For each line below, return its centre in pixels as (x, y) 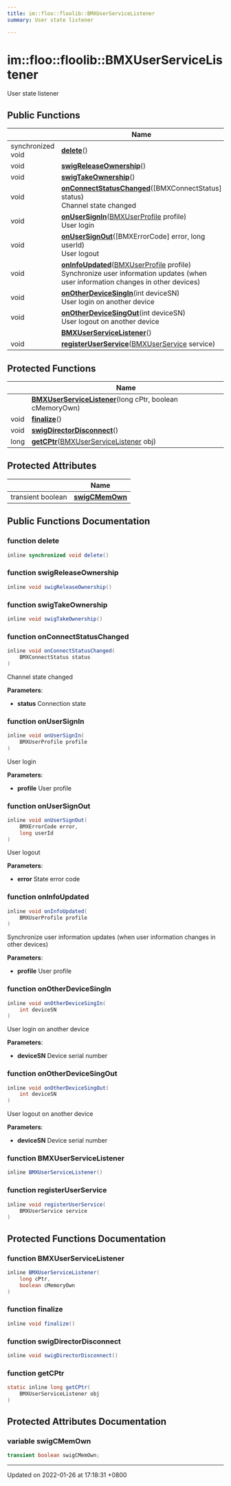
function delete (33, 541)
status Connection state (51, 703)
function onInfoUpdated (48, 897)
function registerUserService (57, 1190)
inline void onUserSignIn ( (46, 735)
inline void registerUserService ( (57, 1205)
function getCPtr (36, 1373)
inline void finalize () (41, 1324)
